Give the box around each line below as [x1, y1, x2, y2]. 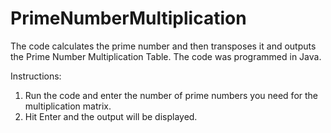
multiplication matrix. [24, 100, 112, 112]
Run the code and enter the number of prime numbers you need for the [24, 89, 319, 101]
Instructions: [10, 70, 62, 82]
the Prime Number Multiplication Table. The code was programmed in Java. [10, 50, 322, 62]
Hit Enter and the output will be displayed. [24, 110, 198, 122]
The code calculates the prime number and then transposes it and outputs [10, 40, 317, 52]
